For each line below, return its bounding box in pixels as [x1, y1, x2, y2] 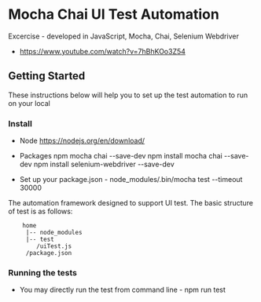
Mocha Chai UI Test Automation [8, 5, 220, 24]
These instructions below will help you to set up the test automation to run [8, 90, 248, 100]
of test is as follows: [8, 206, 73, 216]
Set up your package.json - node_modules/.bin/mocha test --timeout [19, 175, 243, 184]
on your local [8, 98, 51, 107]
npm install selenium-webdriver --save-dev [34, 159, 175, 169]
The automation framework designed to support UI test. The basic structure [8, 198, 254, 208]
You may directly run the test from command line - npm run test [19, 285, 226, 295]
